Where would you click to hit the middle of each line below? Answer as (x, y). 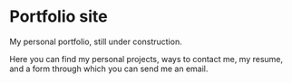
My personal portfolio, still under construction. (96, 41)
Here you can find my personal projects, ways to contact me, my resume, (146, 59)
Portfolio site (59, 17)
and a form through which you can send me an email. (109, 69)
